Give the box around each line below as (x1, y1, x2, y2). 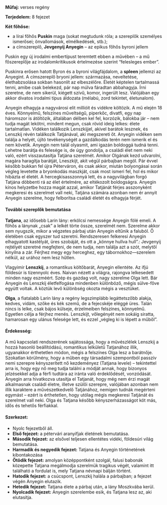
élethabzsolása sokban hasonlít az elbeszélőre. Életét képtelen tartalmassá (5, 79, 159, 85)
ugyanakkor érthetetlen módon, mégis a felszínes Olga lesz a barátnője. (5, 350, 153, 356)
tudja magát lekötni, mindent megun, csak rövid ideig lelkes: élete (5, 121, 140, 126)
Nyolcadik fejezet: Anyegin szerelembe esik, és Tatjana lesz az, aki (12, 489, 152, 495)
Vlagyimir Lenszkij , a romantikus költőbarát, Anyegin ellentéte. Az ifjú (5, 264, 148, 270)
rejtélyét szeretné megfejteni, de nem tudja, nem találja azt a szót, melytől (5, 244, 157, 250)
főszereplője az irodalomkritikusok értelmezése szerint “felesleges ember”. (5, 59, 159, 64)
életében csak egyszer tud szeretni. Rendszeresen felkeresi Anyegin (5, 233, 146, 239)
